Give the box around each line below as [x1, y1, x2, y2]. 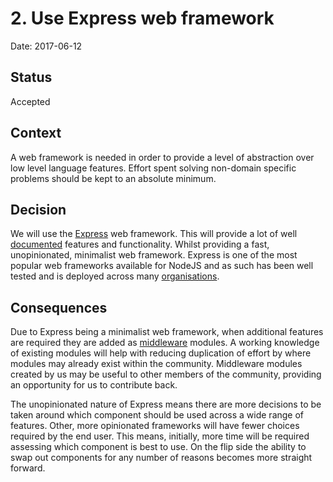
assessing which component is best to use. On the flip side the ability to [10, 441, 307, 453]
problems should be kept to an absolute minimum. [10, 172, 217, 184]
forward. [10, 462, 46, 474]
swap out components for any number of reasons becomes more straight [10, 452, 313, 464]
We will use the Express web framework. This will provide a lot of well [10, 228, 298, 240]
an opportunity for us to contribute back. [10, 379, 178, 391]
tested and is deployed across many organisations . [10, 270, 220, 282]
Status [10, 69, 53, 86]
